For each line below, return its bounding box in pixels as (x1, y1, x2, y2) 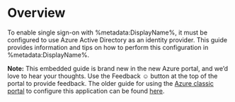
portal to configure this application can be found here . (7, 87, 165, 95)
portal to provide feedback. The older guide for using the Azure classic (7, 79, 214, 87)
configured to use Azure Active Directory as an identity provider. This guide (7, 35, 228, 44)
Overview (7, 5, 66, 21)
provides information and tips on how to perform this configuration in (7, 43, 209, 51)
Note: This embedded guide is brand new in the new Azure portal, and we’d (7, 64, 229, 72)
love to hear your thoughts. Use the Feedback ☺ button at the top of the (7, 72, 218, 80)
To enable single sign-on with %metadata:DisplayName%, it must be (7, 28, 207, 37)
